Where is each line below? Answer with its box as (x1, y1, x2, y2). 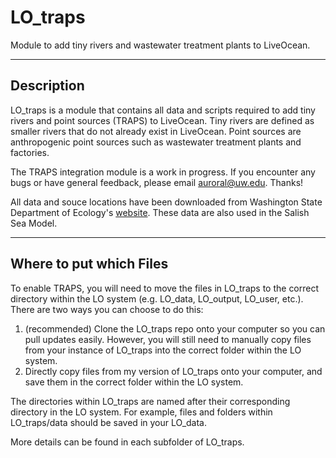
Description (10, 77, 85, 95)
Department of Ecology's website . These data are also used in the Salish (10, 206, 310, 218)
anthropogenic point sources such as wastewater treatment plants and (10, 136, 302, 148)
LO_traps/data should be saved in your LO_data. (10, 416, 207, 428)
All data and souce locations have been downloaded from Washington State (10, 196, 323, 208)
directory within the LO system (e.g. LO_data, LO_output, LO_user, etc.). (10, 292, 304, 305)
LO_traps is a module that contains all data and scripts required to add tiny (10, 104, 316, 116)
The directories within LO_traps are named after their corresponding (10, 395, 291, 407)
